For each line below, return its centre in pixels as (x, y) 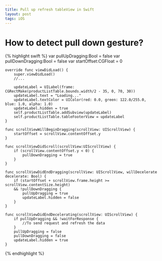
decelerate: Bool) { (26, 176)
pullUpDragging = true (45, 193)
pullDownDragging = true (48, 155)
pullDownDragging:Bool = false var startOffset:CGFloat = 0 (64, 61)
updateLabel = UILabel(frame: (44, 87)
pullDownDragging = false (40, 236)
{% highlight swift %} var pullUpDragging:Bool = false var (63, 56)
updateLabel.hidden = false (51, 198)
